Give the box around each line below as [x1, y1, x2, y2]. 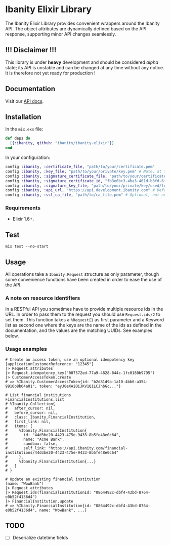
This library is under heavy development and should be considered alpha [5, 59, 158, 65]
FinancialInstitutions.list [5, 397, 65, 402]
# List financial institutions [5, 392, 71, 398]
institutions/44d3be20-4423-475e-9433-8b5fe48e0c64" [5, 450, 119, 455]
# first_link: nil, [5, 419, 51, 424]
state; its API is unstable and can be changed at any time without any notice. [5, 64, 164, 70]
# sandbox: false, [5, 441, 58, 446]
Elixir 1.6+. [12, 216, 34, 222]
